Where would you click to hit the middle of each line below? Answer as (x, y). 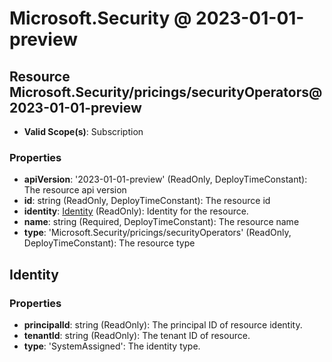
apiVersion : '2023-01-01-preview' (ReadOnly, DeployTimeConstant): (165, 179)
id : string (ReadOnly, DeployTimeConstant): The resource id (147, 201)
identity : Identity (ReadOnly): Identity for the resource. (136, 211)
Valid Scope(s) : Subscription (83, 131)
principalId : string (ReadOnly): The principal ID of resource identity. (163, 324)
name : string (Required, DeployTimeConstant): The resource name (161, 222)
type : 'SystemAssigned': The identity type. (112, 346)
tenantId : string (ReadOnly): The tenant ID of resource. (137, 335)
